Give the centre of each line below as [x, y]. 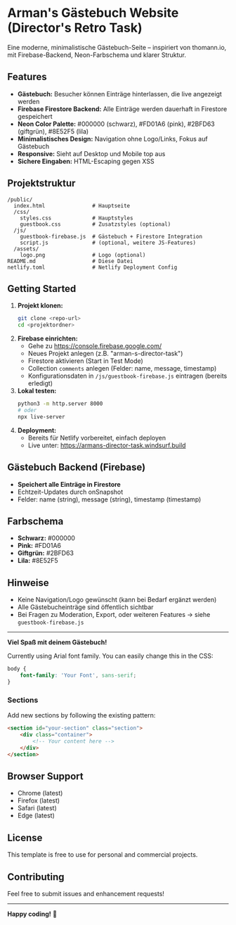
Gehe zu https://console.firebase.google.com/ [95, 346]
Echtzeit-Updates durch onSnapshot [70, 492]
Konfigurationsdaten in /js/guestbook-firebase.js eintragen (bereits [127, 376]
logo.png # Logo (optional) [83, 255]
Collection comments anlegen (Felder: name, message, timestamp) [122, 369]
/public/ [20, 199]
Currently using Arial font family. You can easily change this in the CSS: [110, 656]
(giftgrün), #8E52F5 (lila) [53, 131]
